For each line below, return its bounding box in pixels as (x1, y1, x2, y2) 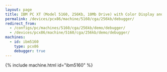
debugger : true (14, 48, 46, 53)
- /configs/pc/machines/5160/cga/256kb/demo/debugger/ (9, 26, 126, 31)
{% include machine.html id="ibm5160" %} (5, 62, 93, 68)
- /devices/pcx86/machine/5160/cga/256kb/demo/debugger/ (9, 30, 130, 35)
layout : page (5, 7, 32, 12)
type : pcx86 (14, 44, 39, 49)
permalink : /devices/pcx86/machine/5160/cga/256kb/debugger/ (5, 16, 135, 21)
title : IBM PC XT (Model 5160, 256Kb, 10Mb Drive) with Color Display (5, 12, 155, 17)
